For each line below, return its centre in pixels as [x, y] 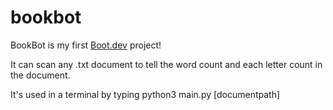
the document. [40, 75]
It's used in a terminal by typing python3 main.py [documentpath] [145, 94]
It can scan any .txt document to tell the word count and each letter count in [166, 64]
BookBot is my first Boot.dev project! [86, 45]
